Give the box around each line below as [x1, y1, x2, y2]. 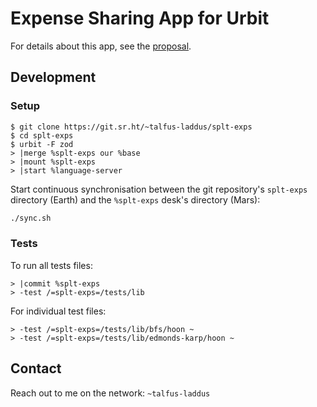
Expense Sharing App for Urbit [10, 7, 270, 30]
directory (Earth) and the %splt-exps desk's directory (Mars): [10, 193, 261, 206]
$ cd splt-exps [10, 130, 74, 141]
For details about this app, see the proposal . [10, 40, 192, 52]
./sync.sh [10, 213, 52, 223]
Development [10, 69, 97, 86]
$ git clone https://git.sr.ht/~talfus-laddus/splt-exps [10, 122, 253, 132]
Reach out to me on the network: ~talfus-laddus [10, 387, 211, 399]
